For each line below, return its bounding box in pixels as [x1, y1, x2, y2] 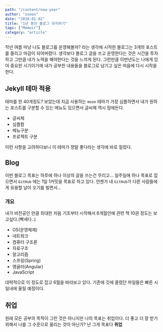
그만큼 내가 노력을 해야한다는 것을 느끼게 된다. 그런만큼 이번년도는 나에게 [14, 57, 153, 62]
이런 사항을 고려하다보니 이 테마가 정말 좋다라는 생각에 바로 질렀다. [5, 144, 132, 150]
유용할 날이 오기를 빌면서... [10, 184, 61, 190]
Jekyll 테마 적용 [5, 85, 51, 93]
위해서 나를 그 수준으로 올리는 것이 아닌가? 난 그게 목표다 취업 [5, 321, 123, 327]
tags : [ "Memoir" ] [5, 26, 41, 30]
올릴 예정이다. [18, 285, 45, 291]
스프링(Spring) [12, 257, 41, 263]
